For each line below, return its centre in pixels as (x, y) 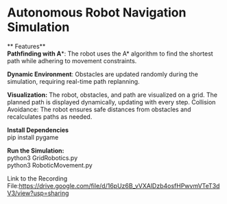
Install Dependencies (38, 130)
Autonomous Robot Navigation (97, 13)
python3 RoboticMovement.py (50, 165)
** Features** (26, 46)
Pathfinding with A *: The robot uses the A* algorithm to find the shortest (110, 54)
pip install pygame (33, 137)
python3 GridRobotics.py (43, 158)
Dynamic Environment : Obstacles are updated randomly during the (103, 74)
